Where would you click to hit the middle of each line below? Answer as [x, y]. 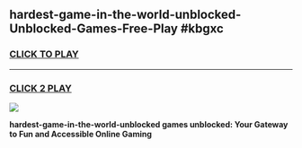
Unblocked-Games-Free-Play [93, 29]
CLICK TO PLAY [44, 55]
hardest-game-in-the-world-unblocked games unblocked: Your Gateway [149, 124]
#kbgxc [202, 29]
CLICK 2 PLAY [40, 88]
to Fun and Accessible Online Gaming [81, 134]
